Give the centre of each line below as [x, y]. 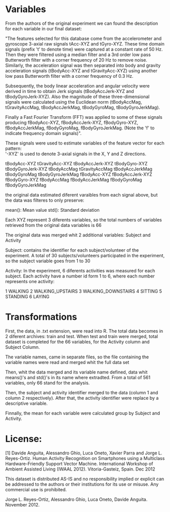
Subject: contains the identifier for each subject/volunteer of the [72, 250]
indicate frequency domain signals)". [44, 133]
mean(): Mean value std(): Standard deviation [52, 210]
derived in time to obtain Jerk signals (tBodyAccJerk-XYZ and [70, 91]
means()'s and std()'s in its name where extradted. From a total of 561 [78, 377]
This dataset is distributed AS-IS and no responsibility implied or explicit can [85, 479]
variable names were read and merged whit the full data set [67, 362]
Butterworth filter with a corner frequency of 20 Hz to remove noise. [76, 60]
